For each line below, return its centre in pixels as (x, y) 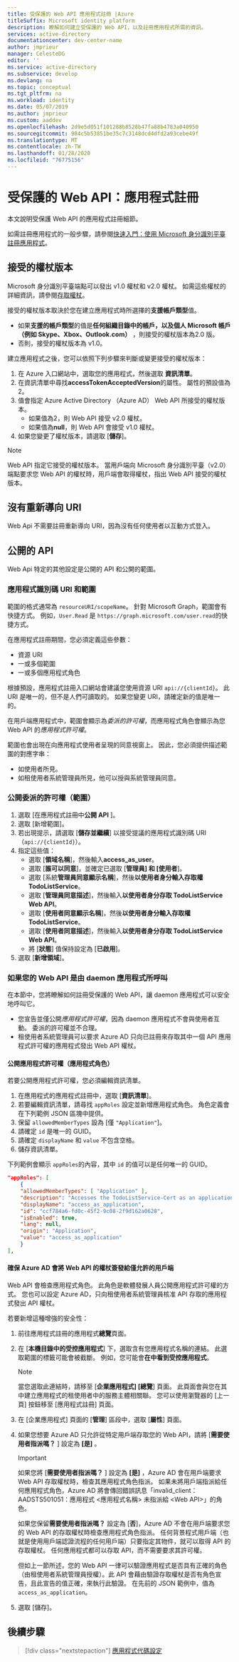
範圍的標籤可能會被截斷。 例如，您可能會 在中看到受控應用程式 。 (118, 1358)
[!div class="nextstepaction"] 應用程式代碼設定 (93, 1651)
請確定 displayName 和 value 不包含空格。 (78, 1140)
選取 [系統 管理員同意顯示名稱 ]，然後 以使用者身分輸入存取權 (116, 877)
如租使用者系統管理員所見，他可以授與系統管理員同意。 (99, 777)
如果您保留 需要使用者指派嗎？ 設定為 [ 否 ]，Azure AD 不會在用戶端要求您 (124, 1523)
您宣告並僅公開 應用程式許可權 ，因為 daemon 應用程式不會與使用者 (116, 1019)
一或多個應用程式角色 (49, 673)
